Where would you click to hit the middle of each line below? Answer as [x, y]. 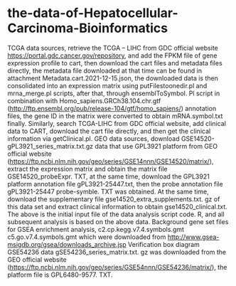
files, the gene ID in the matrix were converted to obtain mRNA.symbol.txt [115, 116]
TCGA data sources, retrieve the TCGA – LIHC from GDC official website [113, 48]
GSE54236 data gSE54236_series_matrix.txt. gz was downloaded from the [117, 252]
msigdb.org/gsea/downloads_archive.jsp [67, 244]
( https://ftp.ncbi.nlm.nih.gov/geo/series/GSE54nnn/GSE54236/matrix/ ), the [117, 267]
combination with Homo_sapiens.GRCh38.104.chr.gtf [84, 100]
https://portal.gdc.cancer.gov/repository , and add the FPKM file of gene [112, 55]
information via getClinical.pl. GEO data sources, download [93, 138]
